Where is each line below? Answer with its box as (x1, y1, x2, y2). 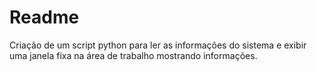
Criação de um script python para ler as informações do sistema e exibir (9, 39, 307, 51)
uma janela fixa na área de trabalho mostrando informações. (9, 49, 258, 61)
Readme (9, 6, 80, 29)
